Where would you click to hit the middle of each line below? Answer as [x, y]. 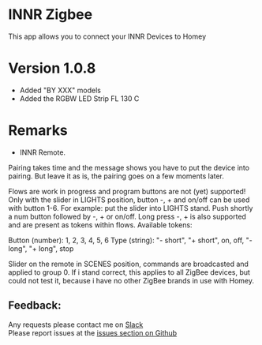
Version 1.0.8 [52, 68]
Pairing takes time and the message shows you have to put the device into [129, 167]
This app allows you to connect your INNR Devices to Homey [107, 36]
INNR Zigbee [51, 15]
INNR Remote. [42, 152]
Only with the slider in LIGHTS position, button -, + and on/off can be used [129, 200]
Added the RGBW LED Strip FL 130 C [79, 98]
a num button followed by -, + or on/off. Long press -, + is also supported [127, 216]
